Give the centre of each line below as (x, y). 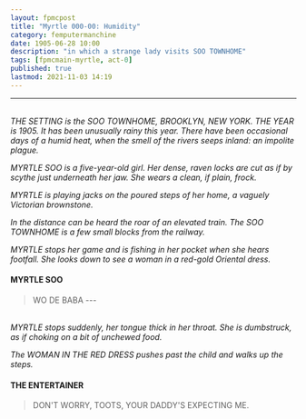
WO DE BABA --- (64, 300)
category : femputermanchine (64, 35)
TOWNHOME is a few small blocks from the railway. (108, 232)
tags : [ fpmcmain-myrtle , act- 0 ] (71, 60)
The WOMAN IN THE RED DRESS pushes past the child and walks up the (147, 354)
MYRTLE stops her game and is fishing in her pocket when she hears (140, 249)
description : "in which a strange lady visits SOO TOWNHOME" (128, 52)
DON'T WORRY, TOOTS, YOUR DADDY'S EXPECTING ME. (141, 405)
